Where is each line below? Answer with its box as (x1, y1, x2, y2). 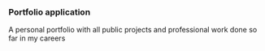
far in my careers (8, 33, 66, 43)
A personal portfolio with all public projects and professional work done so (8, 25, 258, 35)
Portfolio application (8, 6, 91, 18)
